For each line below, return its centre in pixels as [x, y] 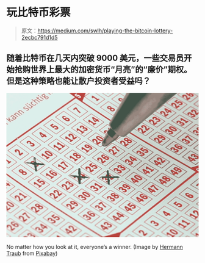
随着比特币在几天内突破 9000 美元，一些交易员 [95, 58]
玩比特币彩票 [39, 13]
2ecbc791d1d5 [39, 37]
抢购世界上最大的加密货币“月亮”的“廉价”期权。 [103, 70]
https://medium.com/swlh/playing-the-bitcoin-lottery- [105, 31]
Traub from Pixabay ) [32, 253]
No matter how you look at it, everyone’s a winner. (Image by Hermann [95, 247]
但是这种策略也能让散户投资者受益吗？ [78, 81]
